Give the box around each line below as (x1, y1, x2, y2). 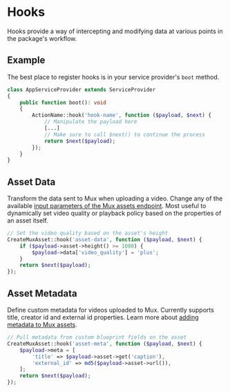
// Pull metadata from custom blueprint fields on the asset (7, 334, 187, 341)
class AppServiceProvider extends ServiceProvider (7, 86, 156, 93)
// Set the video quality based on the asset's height (7, 230, 169, 237)
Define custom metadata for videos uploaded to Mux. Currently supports (7, 306, 214, 314)
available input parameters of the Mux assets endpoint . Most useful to (7, 202, 207, 210)
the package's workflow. (7, 34, 77, 42)
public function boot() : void (19, 99, 107, 106)
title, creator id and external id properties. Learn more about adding (7, 313, 199, 321)
